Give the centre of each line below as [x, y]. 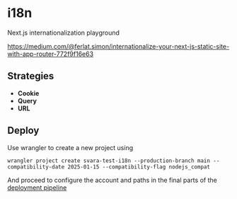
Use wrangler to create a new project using [70, 147]
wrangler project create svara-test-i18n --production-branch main [109, 161]
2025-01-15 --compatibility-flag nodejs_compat [139, 167]
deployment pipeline [37, 187]
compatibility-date [36, 167]
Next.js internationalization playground [64, 33]
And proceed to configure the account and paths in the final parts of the [112, 180]
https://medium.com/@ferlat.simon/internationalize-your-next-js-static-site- [118, 46]
